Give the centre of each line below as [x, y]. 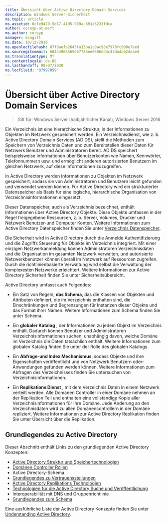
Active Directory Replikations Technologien [57, 483]
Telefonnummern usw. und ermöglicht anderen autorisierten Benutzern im [81, 161]
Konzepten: [17, 452]
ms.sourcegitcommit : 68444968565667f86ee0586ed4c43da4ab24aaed [72, 51]
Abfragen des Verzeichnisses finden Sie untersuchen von [72, 372]
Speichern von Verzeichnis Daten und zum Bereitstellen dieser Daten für [80, 145]
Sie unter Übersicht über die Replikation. [54, 419]
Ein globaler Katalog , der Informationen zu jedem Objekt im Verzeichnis [87, 325]
